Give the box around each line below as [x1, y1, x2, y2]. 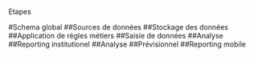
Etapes [8, 7, 32, 16]
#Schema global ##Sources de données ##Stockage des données [8, 22, 229, 31]
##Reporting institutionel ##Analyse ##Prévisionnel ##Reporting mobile [8, 39, 247, 49]
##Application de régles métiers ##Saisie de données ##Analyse [8, 31, 223, 40]
